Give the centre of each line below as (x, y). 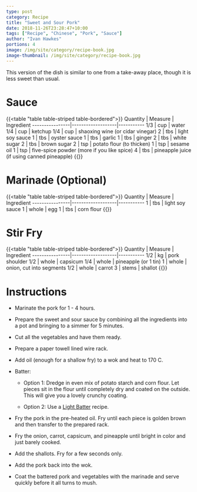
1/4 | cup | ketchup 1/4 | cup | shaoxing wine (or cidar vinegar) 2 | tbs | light (97, 131)
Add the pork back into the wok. (54, 465)
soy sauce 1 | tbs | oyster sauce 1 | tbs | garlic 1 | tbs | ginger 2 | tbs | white (96, 137)
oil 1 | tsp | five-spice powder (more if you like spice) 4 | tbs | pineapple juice (99, 150)
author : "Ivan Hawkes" (34, 39)
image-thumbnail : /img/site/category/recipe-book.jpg (74, 55)
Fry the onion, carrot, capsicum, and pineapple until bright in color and (100, 436)
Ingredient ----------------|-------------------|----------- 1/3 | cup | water (96, 125)
